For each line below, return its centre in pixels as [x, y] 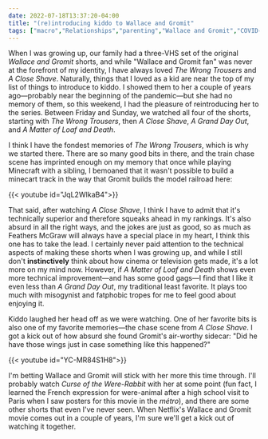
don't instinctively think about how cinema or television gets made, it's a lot [133, 261]
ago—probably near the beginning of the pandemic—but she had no [120, 96]
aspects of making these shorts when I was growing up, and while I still [125, 253]
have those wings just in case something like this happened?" [110, 345]
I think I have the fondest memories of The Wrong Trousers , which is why [128, 146]
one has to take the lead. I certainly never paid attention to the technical [126, 244]
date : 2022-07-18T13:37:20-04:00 [64, 16]
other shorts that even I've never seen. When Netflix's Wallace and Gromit [130, 409]
